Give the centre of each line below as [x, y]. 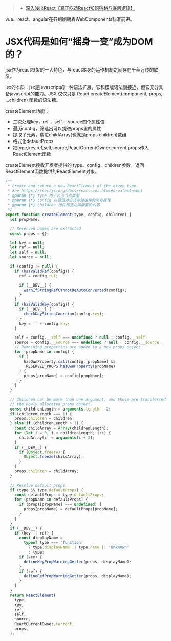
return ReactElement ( [33, 595]
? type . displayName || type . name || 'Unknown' [79, 547]
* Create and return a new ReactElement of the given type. [73, 186]
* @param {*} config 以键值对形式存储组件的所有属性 [59, 200]
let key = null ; [27, 243]
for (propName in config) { [44, 352]
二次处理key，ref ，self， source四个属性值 [59, 122]
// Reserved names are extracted [46, 228]
